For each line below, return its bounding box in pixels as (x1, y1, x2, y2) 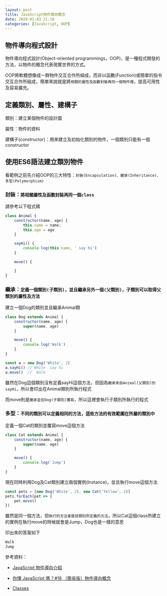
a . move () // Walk (5, 370, 46, 375)
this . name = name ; (23, 222, 61, 228)
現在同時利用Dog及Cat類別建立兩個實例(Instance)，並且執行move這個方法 (5, 479, 158, 485)
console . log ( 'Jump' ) (23, 460, 66, 465)
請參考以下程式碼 (5, 203, 40, 209)
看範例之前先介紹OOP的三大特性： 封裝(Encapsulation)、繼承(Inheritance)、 (5, 172, 161, 178)
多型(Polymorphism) (5, 178, 44, 183)
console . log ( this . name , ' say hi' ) (23, 246, 97, 251)
